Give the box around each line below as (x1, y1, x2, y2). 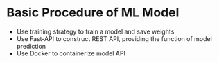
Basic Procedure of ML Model (6, 5, 179, 21)
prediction (16, 42, 46, 50)
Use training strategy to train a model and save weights (16, 27, 175, 36)
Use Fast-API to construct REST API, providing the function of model (16, 34, 212, 42)
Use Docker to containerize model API (16, 49, 126, 58)
